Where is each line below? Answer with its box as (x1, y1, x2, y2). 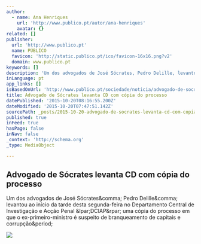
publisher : (6, 36, 33, 42)
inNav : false (6, 131, 39, 138)
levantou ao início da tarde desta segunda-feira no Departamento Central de (6, 201, 194, 208)
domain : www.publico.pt (11, 59, 71, 65)
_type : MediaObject (6, 142, 55, 148)
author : (6, 8, 26, 15)
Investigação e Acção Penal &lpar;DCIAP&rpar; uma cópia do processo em (6, 208, 190, 215)
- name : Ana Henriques (11, 14, 68, 20)
